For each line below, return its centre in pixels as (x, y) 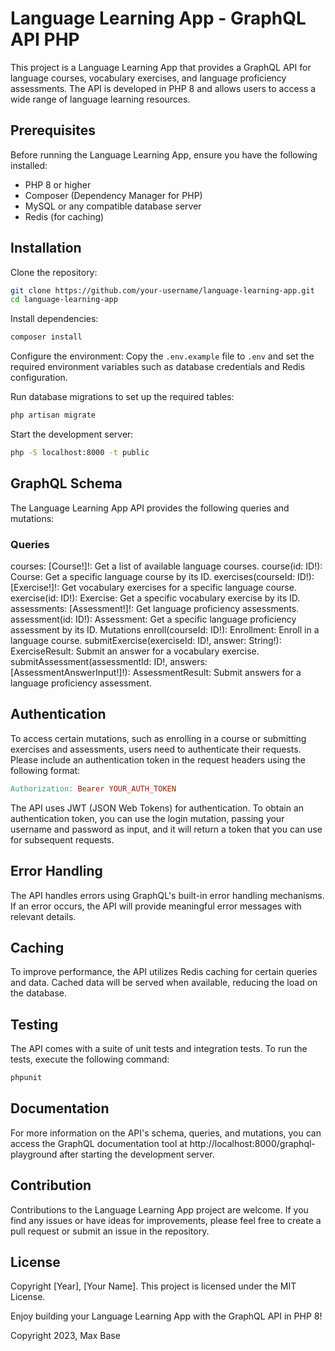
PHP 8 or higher (58, 184)
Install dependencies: (54, 319)
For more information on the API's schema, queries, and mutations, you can (166, 1133)
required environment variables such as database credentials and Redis (158, 367)
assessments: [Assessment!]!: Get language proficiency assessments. (155, 609)
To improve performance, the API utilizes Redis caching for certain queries (164, 972)
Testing (34, 1024)
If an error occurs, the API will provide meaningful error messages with (156, 906)
